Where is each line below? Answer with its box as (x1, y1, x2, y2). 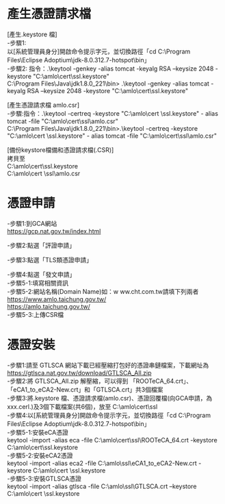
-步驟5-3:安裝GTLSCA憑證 (7, 474, 82, 483)
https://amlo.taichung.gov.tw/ (7, 302, 91, 310)
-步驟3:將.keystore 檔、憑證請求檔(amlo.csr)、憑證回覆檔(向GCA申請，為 (7, 394, 213, 402)
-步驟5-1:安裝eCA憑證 (7, 428, 68, 436)
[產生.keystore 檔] (7, 30, 57, 38)
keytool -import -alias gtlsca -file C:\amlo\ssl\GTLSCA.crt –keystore (7, 482, 197, 490)
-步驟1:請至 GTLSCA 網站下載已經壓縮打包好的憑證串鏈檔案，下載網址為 (7, 361, 209, 369)
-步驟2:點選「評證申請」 (7, 241, 76, 249)
